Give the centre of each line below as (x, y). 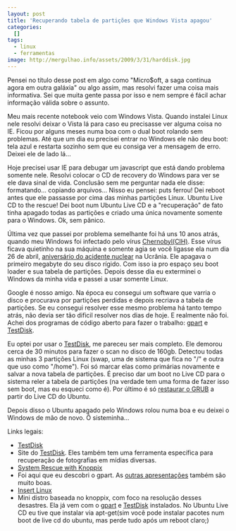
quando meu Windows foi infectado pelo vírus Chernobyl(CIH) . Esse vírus (114, 241)
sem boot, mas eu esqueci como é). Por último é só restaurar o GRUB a (111, 389)
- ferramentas (34, 54)
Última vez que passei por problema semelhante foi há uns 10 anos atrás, (113, 233)
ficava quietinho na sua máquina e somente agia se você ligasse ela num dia (118, 249)
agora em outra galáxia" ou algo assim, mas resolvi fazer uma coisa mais (113, 87)
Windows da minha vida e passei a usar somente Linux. (88, 279)
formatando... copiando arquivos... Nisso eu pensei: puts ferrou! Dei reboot (116, 190)
